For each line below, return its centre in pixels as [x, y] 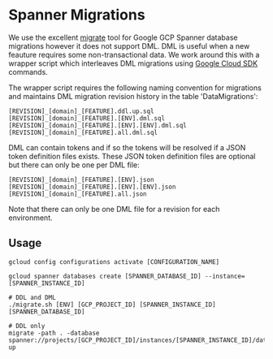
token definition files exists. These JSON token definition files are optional [132, 156]
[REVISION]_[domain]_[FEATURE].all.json [78, 194]
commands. [28, 71]
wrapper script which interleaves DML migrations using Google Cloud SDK [133, 63]
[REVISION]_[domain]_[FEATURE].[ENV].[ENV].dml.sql [97, 125]
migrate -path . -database [54, 333]
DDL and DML [36, 297]
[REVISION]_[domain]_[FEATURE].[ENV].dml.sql [87, 118]
